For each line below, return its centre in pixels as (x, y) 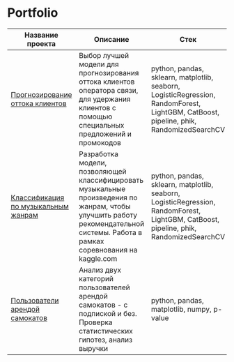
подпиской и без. (108, 313)
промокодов (100, 142)
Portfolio (33, 13)
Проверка (96, 322)
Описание (111, 39)
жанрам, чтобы (105, 206)
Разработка (99, 153)
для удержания (105, 99)
